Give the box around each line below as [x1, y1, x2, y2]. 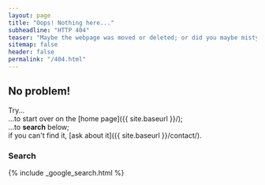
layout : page [8, 11, 51, 20]
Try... [8, 105, 25, 115]
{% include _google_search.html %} [8, 168, 125, 177]
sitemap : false [8, 41, 58, 49]
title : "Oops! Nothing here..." [8, 19, 114, 27]
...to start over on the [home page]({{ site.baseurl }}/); [8, 113, 183, 123]
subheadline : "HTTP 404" [8, 26, 90, 34]
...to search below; [8, 122, 69, 131]
